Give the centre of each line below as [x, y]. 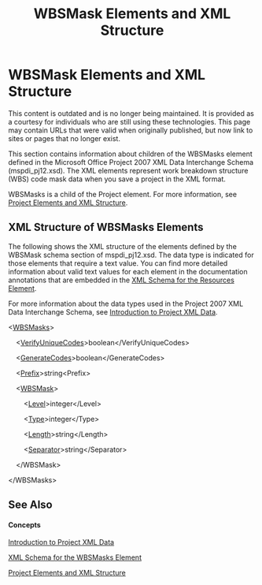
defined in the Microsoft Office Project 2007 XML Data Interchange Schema [131, 162]
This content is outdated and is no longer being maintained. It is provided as [131, 113]
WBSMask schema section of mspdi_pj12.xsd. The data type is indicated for [131, 255]
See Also [30, 505]
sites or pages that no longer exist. [64, 138]
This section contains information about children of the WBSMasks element [131, 154]
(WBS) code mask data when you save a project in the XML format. [117, 179]
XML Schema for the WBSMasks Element [75, 557]
